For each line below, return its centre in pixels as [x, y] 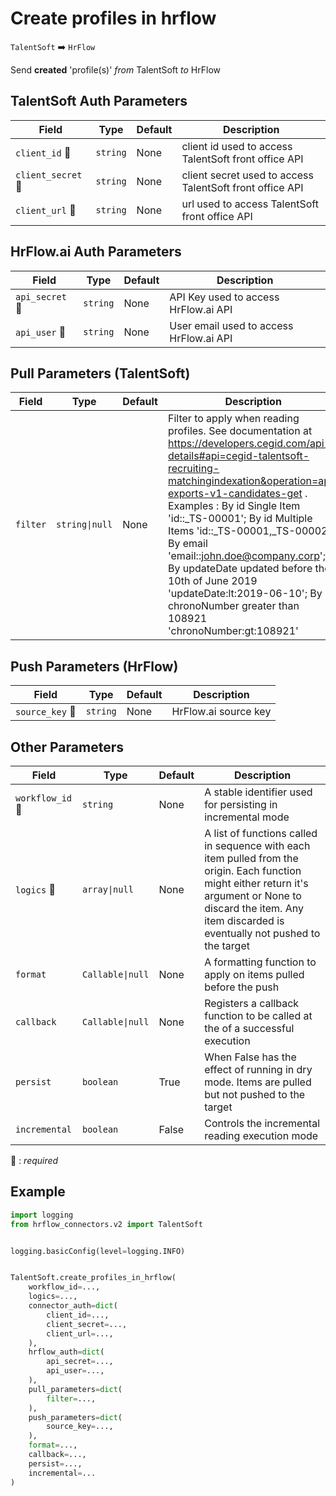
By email [187, 544]
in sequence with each [257, 845]
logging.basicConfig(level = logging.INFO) [98, 1251]
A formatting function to [260, 962]
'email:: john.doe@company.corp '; [246, 556]
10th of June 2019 [212, 581]
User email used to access [231, 325]
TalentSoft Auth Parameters [99, 101]
